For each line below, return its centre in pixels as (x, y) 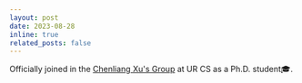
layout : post (34, 18)
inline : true (34, 34)
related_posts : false (50, 43)
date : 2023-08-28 (42, 26)
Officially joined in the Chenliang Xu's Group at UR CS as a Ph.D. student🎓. (151, 69)
